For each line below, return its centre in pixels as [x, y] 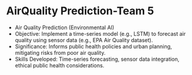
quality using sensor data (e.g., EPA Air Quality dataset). [84, 40]
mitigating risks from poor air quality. [60, 52]
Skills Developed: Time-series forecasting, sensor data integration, [97, 59]
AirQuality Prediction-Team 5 [80, 11]
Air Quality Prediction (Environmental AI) [65, 27]
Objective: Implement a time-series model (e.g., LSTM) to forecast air [100, 33]
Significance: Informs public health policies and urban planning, [93, 46]
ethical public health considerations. [60, 65]
